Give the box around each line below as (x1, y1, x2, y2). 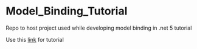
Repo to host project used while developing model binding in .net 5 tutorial (5, 24, 192, 31)
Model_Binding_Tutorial (5, 4, 128, 18)
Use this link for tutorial (5, 36, 64, 43)
